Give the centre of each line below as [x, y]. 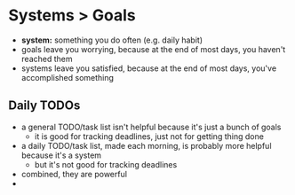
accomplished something [68, 77]
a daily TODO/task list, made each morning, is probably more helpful [146, 145]
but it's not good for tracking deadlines [106, 164]
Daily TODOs [44, 106]
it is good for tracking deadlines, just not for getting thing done [149, 136]
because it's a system [61, 155]
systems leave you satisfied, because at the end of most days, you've [149, 68]
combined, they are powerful [74, 174]
